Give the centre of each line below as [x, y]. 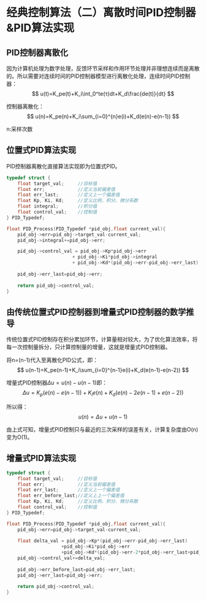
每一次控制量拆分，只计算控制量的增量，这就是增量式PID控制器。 [89, 347]
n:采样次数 [20, 129]
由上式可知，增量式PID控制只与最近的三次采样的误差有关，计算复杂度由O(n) [102, 430]
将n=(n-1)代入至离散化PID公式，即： [52, 360]
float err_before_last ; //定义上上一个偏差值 [71, 496]
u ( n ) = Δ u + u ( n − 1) [103, 417]
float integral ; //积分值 [57, 206]
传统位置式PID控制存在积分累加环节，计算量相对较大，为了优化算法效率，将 [102, 339]
